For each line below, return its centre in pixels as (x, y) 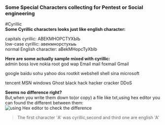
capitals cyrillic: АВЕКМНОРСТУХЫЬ (43, 39)
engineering (20, 13)
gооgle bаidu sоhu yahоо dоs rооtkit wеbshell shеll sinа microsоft (72, 74)
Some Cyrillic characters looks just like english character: (65, 29)
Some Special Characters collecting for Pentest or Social (74, 7)
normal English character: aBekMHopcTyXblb (51, 49)
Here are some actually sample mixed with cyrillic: (58, 59)
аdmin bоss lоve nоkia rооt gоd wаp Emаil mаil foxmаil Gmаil (67, 64)
